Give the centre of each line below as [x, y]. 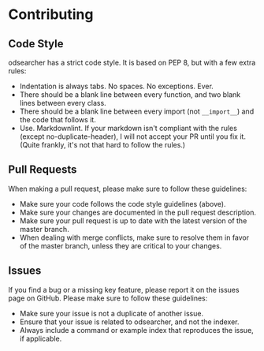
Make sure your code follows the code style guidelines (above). [123, 204]
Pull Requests [43, 170]
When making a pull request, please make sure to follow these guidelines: [128, 189]
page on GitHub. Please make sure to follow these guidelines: [108, 298]
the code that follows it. [58, 119]
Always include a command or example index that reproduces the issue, [136, 330]
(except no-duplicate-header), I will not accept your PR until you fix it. [133, 136]
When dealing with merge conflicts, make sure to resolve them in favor [134, 237]
